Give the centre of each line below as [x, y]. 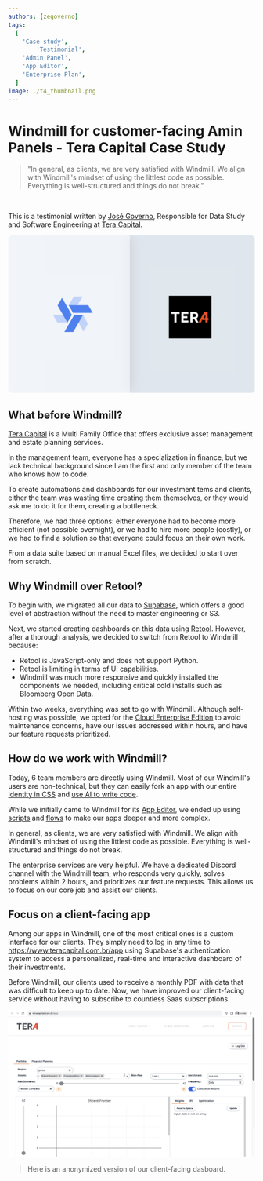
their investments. [37, 967]
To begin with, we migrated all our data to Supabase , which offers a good [126, 605]
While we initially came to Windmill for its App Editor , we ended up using [124, 809]
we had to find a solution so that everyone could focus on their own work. [127, 538]
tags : [17, 25]
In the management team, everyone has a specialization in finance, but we [128, 457]
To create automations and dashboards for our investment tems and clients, [130, 490]
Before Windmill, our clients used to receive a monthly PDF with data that [126, 982]
